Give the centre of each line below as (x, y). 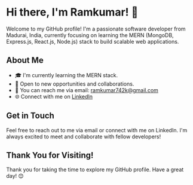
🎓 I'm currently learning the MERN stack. (66, 75)
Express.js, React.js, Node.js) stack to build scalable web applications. (93, 41)
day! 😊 (15, 176)
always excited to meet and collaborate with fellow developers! (84, 137)
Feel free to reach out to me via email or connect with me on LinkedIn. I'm (97, 130)
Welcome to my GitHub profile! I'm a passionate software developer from (96, 29)
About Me (25, 60)
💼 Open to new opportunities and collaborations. (74, 84)
